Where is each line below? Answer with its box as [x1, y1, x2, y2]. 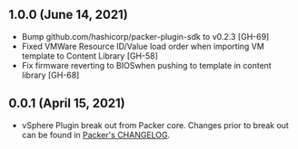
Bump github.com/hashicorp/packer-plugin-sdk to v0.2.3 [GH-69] [21, 31, 270, 42]
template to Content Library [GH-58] [21, 50, 158, 61]
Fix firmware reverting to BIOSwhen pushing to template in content [21, 60, 272, 70]
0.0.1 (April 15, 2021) [8, 96, 126, 111]
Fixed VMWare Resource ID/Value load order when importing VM [21, 41, 264, 51]
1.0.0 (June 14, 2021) [8, 7, 128, 23]
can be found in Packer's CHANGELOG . [21, 129, 171, 140]
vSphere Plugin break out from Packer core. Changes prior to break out [21, 119, 290, 130]
